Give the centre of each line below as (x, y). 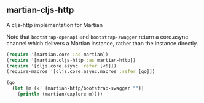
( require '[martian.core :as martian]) (57, 55)
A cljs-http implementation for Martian (55, 25)
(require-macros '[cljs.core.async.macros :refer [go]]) (81, 72)
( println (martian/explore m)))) (60, 94)
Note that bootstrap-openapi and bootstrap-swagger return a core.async (97, 37)
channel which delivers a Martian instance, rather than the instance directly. (102, 43)
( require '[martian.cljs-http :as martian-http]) (71, 60)
